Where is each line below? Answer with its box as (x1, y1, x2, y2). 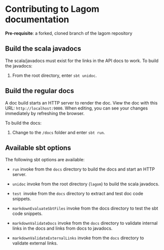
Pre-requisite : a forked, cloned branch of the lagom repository (5, 30, 132, 36)
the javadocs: (5, 63, 33, 69)
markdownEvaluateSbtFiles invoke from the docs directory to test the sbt (12, 206, 159, 212)
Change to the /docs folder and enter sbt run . (12, 129, 105, 135)
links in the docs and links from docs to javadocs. (12, 225, 113, 231)
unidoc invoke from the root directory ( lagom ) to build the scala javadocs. (12, 181, 160, 187)
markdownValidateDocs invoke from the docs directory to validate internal (12, 220, 158, 226)
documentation (5, 14, 69, 25)
